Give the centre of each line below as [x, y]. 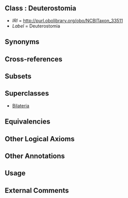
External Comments [37, 190]
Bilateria [21, 105]
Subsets [18, 76]
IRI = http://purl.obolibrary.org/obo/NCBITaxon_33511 [67, 20]
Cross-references [34, 59]
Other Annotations [35, 156]
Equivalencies [27, 122]
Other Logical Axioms [40, 139]
